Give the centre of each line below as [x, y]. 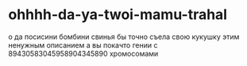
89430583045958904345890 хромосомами [83, 53]
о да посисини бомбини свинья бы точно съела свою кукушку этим [124, 37]
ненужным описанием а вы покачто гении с [83, 45]
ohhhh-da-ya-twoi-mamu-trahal [118, 15]
